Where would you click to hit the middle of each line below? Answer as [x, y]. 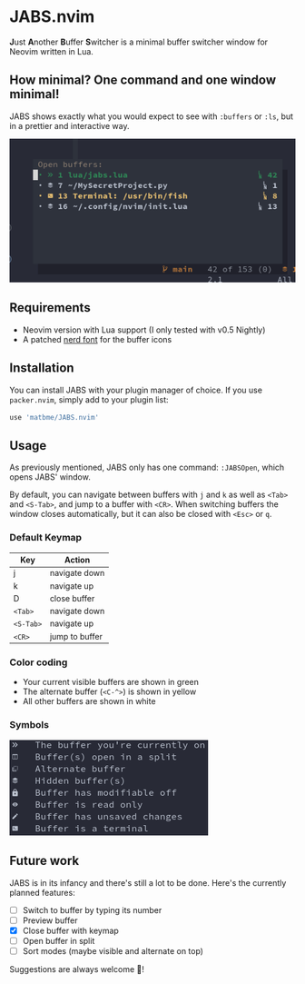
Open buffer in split [59, 940]
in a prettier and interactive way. [69, 125]
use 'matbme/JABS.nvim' [54, 417]
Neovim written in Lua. [51, 51]
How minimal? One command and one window [143, 80]
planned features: [42, 892]
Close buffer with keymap [71, 930]
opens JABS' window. [50, 477]
